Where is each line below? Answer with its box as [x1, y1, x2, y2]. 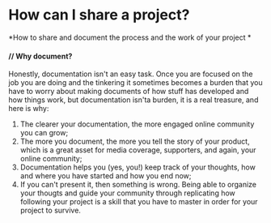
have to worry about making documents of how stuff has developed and [8, 87, 249, 96]
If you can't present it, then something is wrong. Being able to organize [19, 180, 257, 190]
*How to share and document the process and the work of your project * [8, 32, 252, 42]
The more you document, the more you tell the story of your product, [19, 136, 250, 147]
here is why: [8, 104, 49, 114]
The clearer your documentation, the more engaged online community [19, 119, 255, 129]
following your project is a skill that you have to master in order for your [19, 197, 258, 207]
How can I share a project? [8, 6, 190, 24]
